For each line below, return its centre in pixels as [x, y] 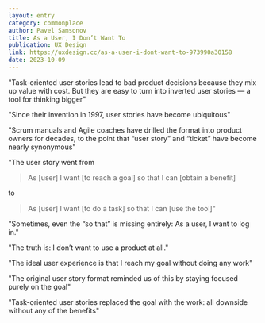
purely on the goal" [40, 286]
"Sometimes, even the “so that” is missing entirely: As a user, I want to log [129, 224]
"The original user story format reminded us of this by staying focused [123, 278]
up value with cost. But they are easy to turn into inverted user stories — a [129, 90]
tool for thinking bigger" [47, 99]
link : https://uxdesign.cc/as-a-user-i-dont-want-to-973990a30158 [120, 52]
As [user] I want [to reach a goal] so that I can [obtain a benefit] [132, 177]
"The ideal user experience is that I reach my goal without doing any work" [131, 263]
